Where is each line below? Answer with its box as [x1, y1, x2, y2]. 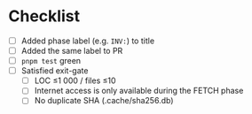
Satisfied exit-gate [20, 65, 89, 76]
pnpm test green [20, 56, 82, 66]
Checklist [8, 6, 81, 27]
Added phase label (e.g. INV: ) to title [20, 35, 155, 46]
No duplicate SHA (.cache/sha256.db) [34, 95, 174, 106]
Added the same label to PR [20, 46, 123, 56]
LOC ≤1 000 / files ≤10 [34, 75, 116, 86]
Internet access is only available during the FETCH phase [34, 86, 244, 96]
